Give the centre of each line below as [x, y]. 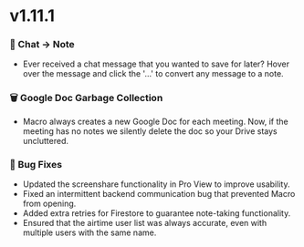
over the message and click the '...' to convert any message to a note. [153, 74]
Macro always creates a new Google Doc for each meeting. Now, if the [156, 121]
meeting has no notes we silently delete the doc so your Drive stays [150, 131]
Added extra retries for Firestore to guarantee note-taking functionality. [157, 213]
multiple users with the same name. [89, 232]
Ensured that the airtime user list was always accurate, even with [145, 223]
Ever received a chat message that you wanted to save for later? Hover [156, 64]
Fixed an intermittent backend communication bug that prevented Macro [159, 194]
